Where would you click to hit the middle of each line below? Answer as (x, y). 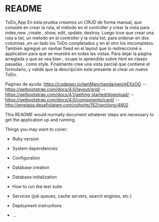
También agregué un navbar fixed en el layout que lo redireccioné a (73, 48)
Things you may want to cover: (36, 129)
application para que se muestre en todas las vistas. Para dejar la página (79, 53)
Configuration (26, 158)
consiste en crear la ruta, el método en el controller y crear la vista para (77, 27)
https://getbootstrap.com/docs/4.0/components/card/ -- (62, 99)
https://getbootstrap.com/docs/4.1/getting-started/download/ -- (70, 95)
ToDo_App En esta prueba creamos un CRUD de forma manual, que (74, 22)
